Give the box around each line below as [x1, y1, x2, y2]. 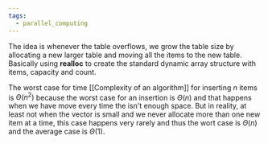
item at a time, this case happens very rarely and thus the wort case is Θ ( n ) [8, 118, 258, 128]
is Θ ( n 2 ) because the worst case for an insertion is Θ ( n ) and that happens [8, 91, 252, 102]
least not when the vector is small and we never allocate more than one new [8, 109, 261, 119]
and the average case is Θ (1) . [8, 126, 105, 137]
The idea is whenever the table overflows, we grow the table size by [8, 41, 235, 51]
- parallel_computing [15, 19, 89, 27]
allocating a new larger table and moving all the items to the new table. [8, 50, 243, 60]
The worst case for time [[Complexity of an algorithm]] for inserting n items [8, 82, 258, 93]
